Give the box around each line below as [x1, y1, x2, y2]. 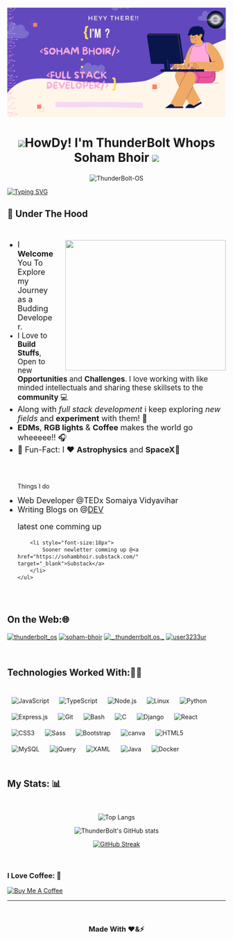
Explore [17, 267, 46, 277]
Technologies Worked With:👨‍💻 [7, 667, 142, 678]
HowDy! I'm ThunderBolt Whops [24, 135, 216, 151]
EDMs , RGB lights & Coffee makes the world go [17, 423, 193, 432]
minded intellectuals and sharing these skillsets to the [17, 383, 203, 393]
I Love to [17, 331, 48, 341]
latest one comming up [17, 522, 102, 532]
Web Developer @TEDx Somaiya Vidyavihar [17, 496, 179, 505]
